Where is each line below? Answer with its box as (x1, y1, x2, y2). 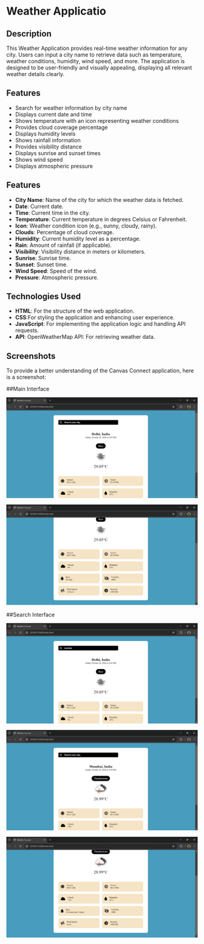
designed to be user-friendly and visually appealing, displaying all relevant (6, 64, 192, 71)
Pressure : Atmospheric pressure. (15, 274, 99, 281)
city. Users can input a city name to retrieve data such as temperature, (6, 51, 183, 58)
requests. (15, 327, 39, 334)
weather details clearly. (6, 71, 65, 77)
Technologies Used (6, 291, 81, 302)
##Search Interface (6, 611, 55, 618)
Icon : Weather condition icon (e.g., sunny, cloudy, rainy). (15, 222, 157, 229)
